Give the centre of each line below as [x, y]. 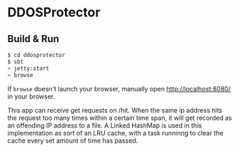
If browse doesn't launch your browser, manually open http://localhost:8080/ [119, 88]
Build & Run [33, 39]
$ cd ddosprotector [36, 55]
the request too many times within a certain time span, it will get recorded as [120, 118]
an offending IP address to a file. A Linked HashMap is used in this [105, 125]
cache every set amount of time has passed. [73, 141]
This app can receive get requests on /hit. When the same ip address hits [115, 110]
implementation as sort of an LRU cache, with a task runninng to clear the [115, 133]
